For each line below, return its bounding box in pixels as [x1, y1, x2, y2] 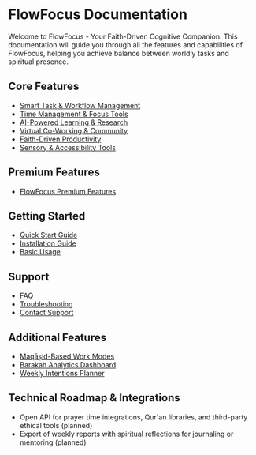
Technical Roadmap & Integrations [8, 391, 180, 404]
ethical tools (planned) [19, 420, 93, 430]
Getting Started [8, 209, 86, 223]
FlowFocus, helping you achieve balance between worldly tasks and [8, 48, 230, 58]
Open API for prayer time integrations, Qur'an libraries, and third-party [19, 412, 248, 422]
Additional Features [8, 330, 107, 344]
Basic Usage [19, 247, 61, 257]
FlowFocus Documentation [8, 6, 187, 24]
